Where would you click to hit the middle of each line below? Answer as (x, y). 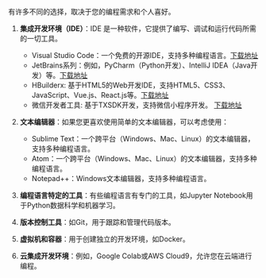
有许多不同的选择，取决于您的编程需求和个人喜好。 (92, 12)
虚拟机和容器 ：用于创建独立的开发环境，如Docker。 (105, 239)
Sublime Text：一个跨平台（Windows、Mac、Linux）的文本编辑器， (143, 139)
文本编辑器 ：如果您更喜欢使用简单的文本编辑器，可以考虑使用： (124, 122)
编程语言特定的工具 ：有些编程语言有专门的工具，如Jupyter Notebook (133, 195)
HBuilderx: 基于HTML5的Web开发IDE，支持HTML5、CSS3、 (131, 85)
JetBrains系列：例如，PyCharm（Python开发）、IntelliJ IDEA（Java (141, 65)
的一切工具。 (40, 39)
